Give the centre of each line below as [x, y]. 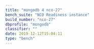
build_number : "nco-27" [30, 19]
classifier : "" [21, 29]
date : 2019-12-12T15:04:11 [34, 34]
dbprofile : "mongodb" [28, 24]
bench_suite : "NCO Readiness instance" [48, 15]
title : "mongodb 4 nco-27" [34, 10]
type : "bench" [20, 39]
